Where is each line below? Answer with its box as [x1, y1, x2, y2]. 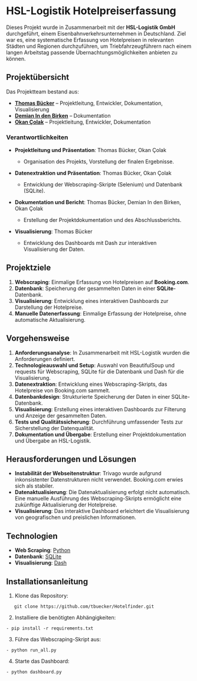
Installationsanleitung [6, 576, 88, 586]
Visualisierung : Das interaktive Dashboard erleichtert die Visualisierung [14, 508, 190, 515]
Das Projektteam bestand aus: [6, 88, 80, 95]
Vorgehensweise [6, 333, 70, 344]
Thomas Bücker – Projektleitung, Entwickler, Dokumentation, [14, 99, 163, 106]
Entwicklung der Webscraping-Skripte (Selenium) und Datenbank [23, 181, 183, 188]
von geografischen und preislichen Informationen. [14, 514, 137, 521]
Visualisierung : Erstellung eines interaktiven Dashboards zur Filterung [14, 405, 186, 412]
